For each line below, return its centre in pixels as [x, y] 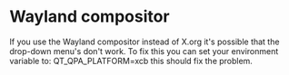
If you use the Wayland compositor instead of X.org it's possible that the [144, 42]
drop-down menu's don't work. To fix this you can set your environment [144, 51]
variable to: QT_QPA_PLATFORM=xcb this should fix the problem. [131, 61]
